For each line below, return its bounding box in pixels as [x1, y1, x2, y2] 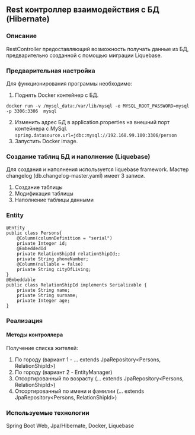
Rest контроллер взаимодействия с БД [6, 5, 160, 15]
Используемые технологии [6, 408, 90, 417]
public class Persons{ [6, 230, 62, 236]
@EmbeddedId [17, 245, 46, 251]
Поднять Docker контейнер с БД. [14, 92, 99, 99]
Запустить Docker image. [14, 137, 78, 144]
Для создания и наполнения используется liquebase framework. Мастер [6, 166, 189, 173]
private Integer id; [17, 240, 68, 246]
